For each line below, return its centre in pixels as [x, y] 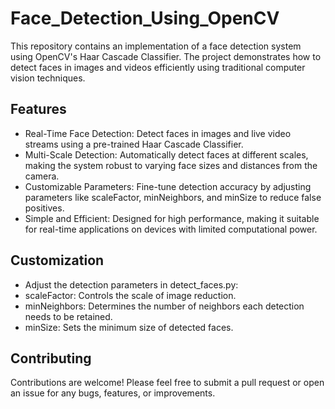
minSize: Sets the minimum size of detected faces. [129, 327]
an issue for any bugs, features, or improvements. [113, 393]
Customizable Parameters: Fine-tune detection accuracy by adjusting [168, 186]
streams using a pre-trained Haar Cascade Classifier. [134, 144]
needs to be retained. [68, 316]
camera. [42, 176]
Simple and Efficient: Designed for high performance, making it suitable [172, 218]
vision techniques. [48, 78]
